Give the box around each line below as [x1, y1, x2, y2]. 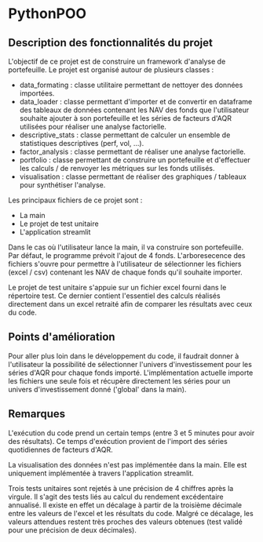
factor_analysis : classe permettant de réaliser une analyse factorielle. [19, 147, 246, 156]
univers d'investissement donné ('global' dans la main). [8, 384, 187, 394]
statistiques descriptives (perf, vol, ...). [19, 139, 144, 147]
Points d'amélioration [8, 330, 115, 344]
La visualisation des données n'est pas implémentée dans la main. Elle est [8, 460, 247, 469]
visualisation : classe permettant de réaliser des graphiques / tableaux [19, 172, 247, 181]
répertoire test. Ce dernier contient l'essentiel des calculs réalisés [8, 291, 221, 300]
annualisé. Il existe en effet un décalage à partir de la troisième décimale [8, 500, 242, 510]
